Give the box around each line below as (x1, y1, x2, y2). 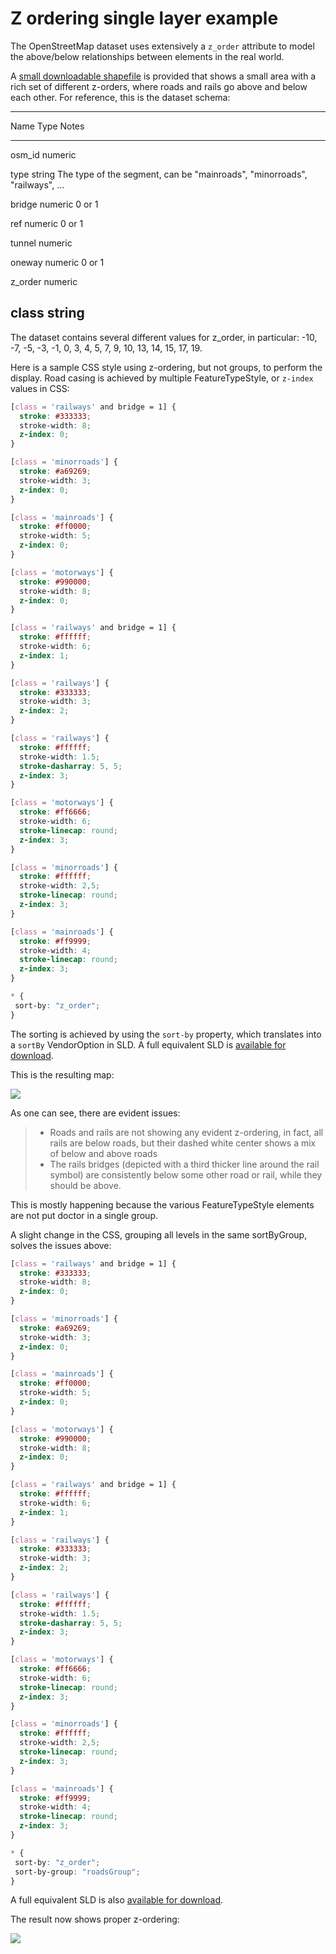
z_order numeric (10, 275, 78, 287)
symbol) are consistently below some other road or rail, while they (49, 1168, 323, 1181)
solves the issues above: (10, 1239, 112, 1251)
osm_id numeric (10, 148, 77, 161)
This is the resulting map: (10, 1068, 115, 1081)
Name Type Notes (10, 120, 85, 132)
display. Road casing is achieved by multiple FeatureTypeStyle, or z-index (10, 372, 314, 384)
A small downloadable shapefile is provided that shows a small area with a (10, 70, 317, 82)
